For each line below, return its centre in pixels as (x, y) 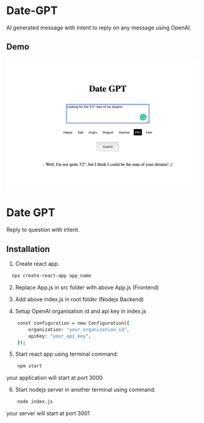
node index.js (35, 402)
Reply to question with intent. (43, 230)
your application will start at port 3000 (54, 378)
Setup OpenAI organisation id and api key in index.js (81, 311)
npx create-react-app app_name (52, 276)
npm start (30, 366)
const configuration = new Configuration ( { (74, 323)
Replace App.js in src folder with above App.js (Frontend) (87, 287)
